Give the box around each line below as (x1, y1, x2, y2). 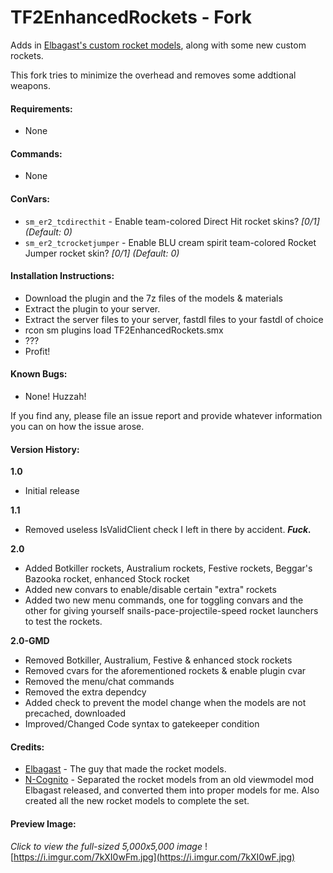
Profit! (24, 345, 51, 357)
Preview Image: (10, 817, 77, 830)
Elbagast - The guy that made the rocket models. (24, 763, 227, 775)
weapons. (10, 79, 52, 91)
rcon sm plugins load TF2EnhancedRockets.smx (24, 324, 224, 336)
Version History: (10, 443, 80, 455)
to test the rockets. (24, 616, 103, 628)
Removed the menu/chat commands (24, 676, 175, 688)
